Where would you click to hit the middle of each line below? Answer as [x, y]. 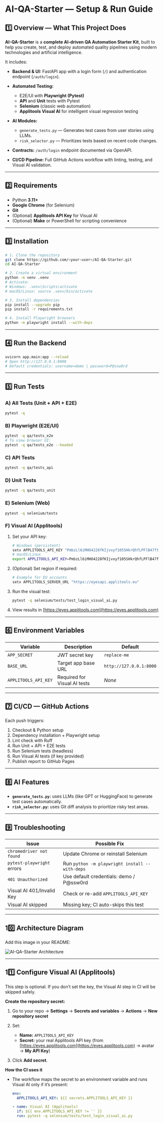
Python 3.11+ [25, 200]
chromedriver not [28, 851]
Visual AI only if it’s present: [40, 1084]
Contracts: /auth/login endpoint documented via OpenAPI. [72, 150]
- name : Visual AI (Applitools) [45, 1107]
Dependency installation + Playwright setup [56, 735]
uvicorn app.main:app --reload [37, 357]
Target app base [76, 663]
